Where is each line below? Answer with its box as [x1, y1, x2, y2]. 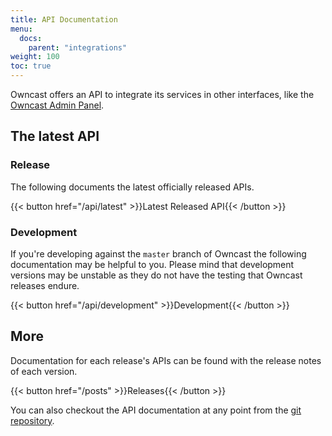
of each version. [10, 365, 78, 377]
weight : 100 [10, 52, 60, 62]
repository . [10, 414, 55, 426]
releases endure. [10, 279, 80, 291]
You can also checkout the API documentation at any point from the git [10, 404, 302, 416]
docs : [19, 33, 43, 43]
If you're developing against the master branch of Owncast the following [10, 247, 307, 260]
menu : [10, 24, 33, 34]
